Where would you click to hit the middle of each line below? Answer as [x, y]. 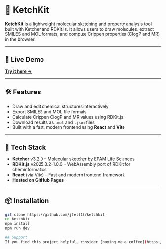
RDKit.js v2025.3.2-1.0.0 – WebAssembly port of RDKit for [71, 164]
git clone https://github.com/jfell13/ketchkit [55, 215]
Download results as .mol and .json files [53, 122]
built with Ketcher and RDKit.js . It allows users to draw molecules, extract [80, 29]
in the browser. [20, 39]
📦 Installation [27, 201]
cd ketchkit [17, 219]
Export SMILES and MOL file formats [49, 111]
